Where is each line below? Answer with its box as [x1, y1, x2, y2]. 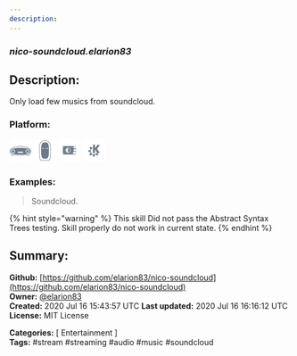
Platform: [9, 119, 51, 131]
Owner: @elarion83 [9, 291, 82, 302]
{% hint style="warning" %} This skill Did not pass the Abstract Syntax [9, 212, 269, 223]
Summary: [9, 248, 69, 263]
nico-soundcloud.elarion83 [9, 45, 132, 57]
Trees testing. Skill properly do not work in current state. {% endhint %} [9, 222, 273, 233]
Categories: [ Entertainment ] [9, 327, 118, 338]
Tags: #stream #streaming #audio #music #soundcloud [9, 336, 214, 347]
